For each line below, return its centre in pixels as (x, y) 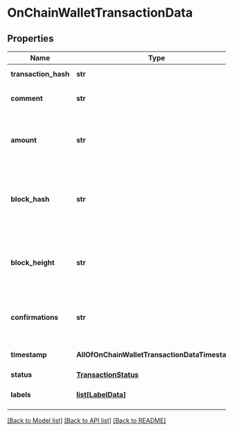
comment (27, 98)
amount (24, 140)
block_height (33, 262)
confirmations (35, 317)
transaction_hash (40, 74)
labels (21, 395)
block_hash (30, 199)
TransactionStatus (107, 375)
